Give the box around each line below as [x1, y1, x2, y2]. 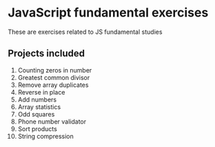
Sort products [17, 124, 57, 133]
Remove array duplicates [17, 81, 89, 89]
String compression [17, 132, 74, 140]
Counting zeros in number [17, 66, 92, 74]
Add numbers [17, 95, 57, 104]
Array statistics [17, 102, 61, 111]
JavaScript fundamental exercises [8, 5, 209, 21]
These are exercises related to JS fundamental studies [8, 28, 163, 36]
